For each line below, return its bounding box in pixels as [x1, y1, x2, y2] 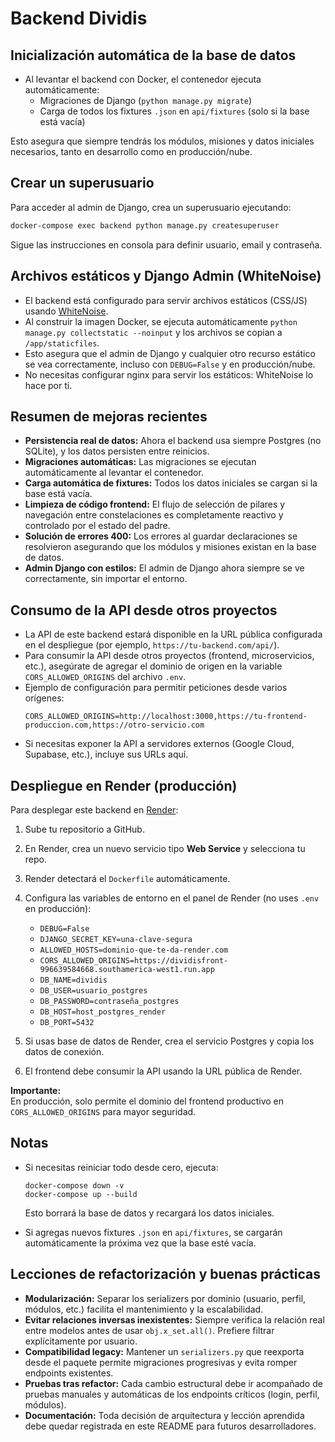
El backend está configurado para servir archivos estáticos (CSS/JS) [24, 294, 308, 306]
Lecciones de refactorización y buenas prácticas [10, 1266, 322, 1283]
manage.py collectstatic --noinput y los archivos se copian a [24, 326, 283, 338]
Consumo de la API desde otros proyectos [10, 602, 278, 619]
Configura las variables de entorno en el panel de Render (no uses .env [24, 892, 320, 904]
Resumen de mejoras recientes [10, 408, 208, 425]
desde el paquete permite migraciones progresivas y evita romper [24, 1356, 298, 1368]
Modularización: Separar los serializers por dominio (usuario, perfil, [24, 1292, 307, 1304]
